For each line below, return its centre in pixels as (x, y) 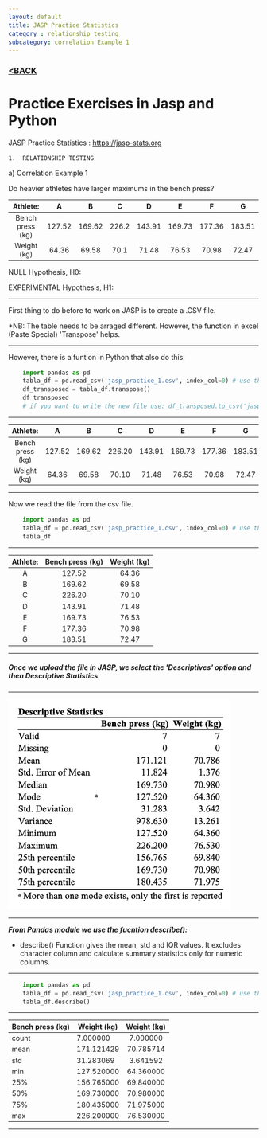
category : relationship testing (64, 33)
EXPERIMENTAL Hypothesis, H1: (61, 287)
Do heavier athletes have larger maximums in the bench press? (111, 189)
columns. (35, 962)
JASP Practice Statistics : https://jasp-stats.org (85, 143)
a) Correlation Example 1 (48, 173)
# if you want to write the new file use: (94, 406)
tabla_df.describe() (56, 1002)
